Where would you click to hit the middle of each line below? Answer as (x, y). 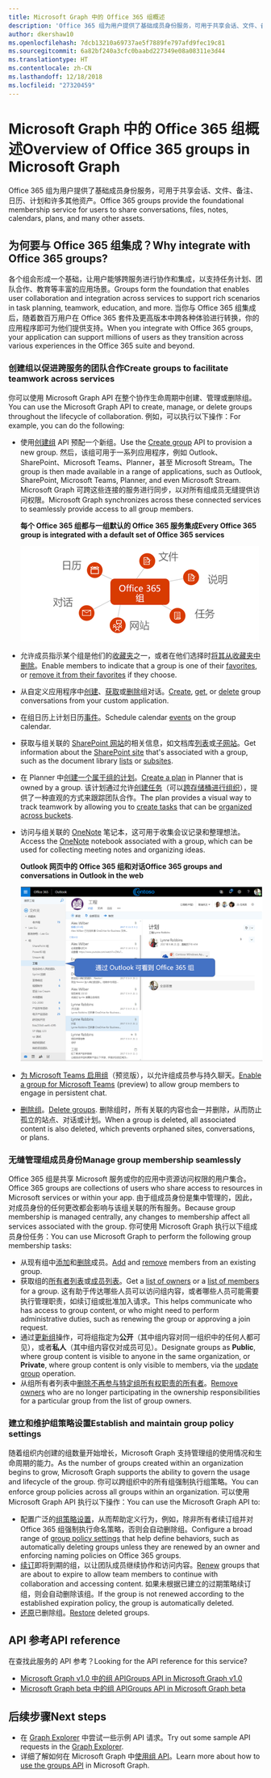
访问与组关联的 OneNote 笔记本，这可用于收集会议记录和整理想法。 (132, 832)
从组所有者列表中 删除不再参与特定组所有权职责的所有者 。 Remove (129, 1383)
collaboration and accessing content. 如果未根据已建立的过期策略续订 (135, 1583)
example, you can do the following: (67, 425)
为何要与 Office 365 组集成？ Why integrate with (129, 246)
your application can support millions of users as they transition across (126, 337)
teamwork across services (62, 379)
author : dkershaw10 (41, 34)
